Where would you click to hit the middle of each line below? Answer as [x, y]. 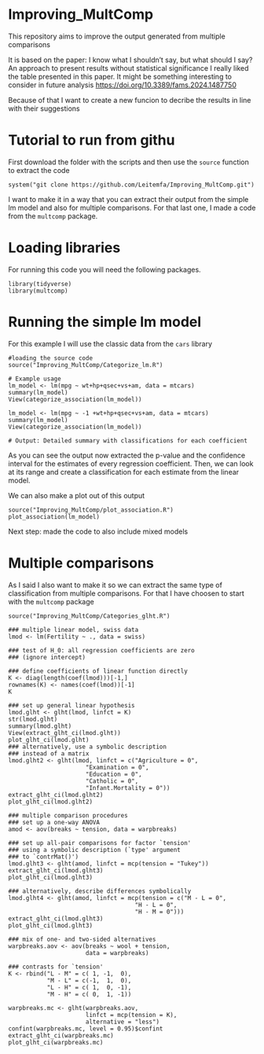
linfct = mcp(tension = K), [131, 1015]
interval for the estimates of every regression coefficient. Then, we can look [131, 463]
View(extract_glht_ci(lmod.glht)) [65, 733]
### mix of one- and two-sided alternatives [82, 939]
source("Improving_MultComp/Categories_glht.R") [89, 616]
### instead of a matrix [49, 753]
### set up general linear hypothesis [71, 705]
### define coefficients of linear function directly [98, 671]
